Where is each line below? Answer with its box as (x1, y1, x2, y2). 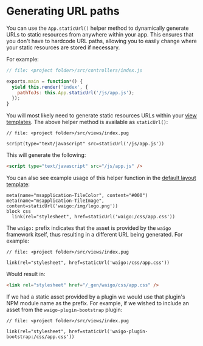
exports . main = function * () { (6, 78, 83, 85)
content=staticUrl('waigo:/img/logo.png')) (6, 203, 119, 209)
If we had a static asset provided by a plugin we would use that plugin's (6, 293, 185, 300)
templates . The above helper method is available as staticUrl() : (6, 119, 168, 126)
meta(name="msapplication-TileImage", (6, 198, 105, 204)
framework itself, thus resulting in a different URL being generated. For (6, 231, 183, 238)
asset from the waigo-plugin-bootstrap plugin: (6, 306, 123, 313)
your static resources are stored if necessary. (6, 44, 120, 51)
